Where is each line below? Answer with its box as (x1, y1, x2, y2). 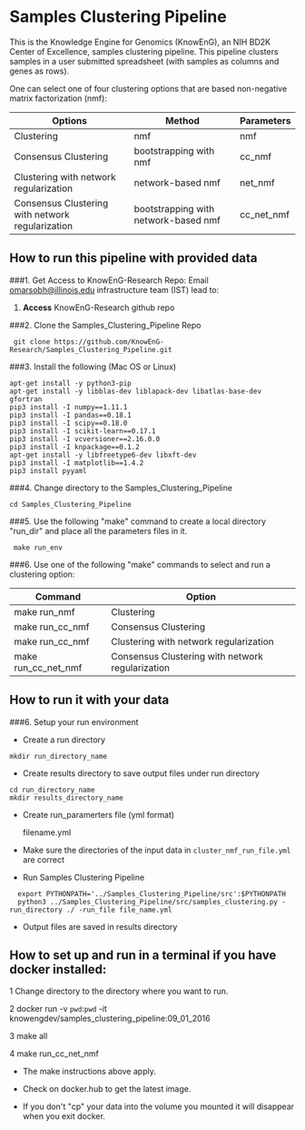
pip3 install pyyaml (9, 466, 88, 475)
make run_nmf (14, 605, 75, 618)
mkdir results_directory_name (9, 793, 124, 802)
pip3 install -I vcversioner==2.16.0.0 (9, 434, 161, 443)
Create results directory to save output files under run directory (22, 767, 261, 779)
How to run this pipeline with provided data (9, 250, 258, 266)
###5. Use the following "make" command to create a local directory (9, 516, 266, 527)
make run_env (13, 543, 64, 552)
